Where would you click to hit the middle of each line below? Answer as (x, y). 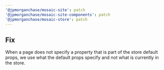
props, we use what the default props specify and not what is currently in (82, 58)
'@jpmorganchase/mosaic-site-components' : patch (58, 15)
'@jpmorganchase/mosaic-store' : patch (46, 19)
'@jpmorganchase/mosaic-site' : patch (45, 10)
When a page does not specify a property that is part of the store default (81, 52)
